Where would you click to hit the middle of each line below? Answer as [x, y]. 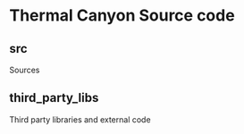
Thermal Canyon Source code [122, 16]
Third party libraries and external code [80, 119]
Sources [25, 70]
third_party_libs [54, 98]
